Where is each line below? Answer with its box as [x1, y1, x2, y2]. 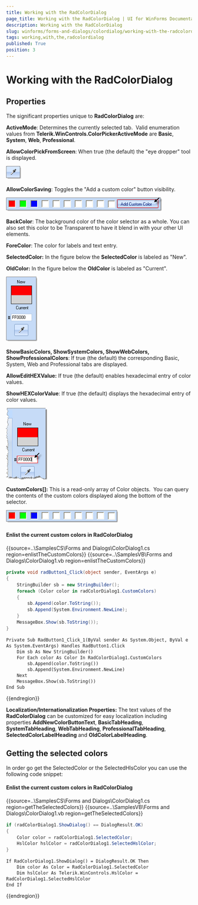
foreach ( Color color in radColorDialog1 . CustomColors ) [16, 588, 157, 594]
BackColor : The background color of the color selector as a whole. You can [6, 218, 190, 225]
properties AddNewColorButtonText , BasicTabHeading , [6, 719, 144, 726]
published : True [6, 41, 46, 47]
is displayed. [6, 154, 37, 161]
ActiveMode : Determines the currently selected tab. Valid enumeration [6, 124, 180, 131]
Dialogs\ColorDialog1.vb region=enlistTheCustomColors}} [6, 557, 146, 565]
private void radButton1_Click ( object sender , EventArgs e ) [6, 569, 157, 575]
